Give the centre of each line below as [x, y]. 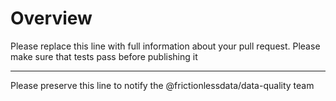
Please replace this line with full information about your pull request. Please [165, 46]
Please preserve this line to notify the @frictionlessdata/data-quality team [162, 85]
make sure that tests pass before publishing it [104, 56]
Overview [51, 18]
